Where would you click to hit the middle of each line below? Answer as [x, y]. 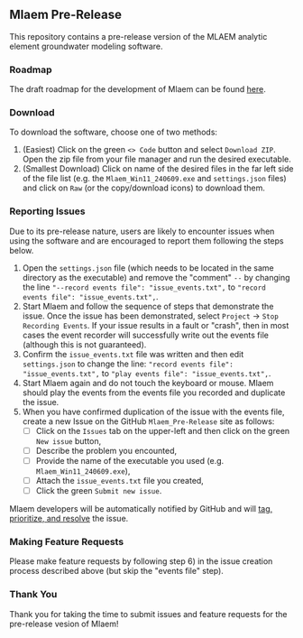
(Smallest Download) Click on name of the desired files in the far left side [158, 169]
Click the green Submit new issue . [99, 490]
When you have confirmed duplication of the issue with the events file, [153, 411]
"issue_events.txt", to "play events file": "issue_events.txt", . [147, 373]
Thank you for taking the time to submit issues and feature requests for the [148, 614]
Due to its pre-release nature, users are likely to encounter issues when [142, 231]
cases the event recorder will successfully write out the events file [145, 335]
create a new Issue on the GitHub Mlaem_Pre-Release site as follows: [148, 421]
